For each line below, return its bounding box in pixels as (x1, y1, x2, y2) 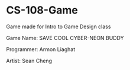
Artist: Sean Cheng (6, 57, 52, 64)
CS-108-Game (6, 4, 78, 17)
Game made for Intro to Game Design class (6, 23, 111, 30)
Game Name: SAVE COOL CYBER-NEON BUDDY (6, 34, 124, 41)
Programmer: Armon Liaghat (6, 45, 76, 53)
